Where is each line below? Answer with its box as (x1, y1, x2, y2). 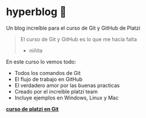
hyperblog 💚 (6, 5, 67, 19)
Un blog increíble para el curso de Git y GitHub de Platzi (6, 24, 141, 31)
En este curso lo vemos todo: (6, 58, 77, 65)
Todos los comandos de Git (14, 69, 81, 76)
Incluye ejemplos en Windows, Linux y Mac (14, 94, 119, 101)
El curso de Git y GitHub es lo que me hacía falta (20, 35, 137, 42)
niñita (29, 47, 43, 54)
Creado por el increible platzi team (14, 88, 98, 95)
